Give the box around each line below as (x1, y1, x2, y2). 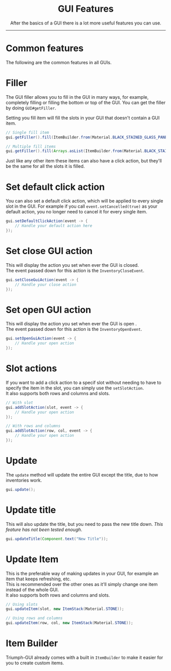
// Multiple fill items (6, 144, 56, 149)
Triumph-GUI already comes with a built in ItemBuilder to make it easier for (6, 654, 163, 660)
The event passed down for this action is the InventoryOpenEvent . (6, 326, 143, 332)
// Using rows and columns (6, 616, 63, 621)
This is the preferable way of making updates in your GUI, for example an (6, 570, 159, 576)
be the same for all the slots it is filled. (6, 163, 85, 170)
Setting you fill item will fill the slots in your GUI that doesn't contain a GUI (6, 115, 160, 121)
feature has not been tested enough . (6, 526, 83, 533)
